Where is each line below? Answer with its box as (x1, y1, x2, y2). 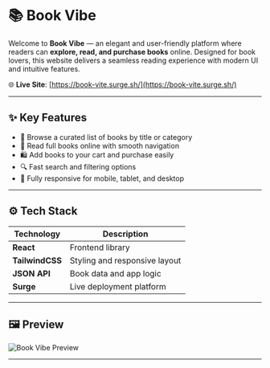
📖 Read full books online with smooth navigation (19, 141, 179, 150)
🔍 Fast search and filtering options (19, 162, 137, 171)
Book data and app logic (69, 268, 162, 279)
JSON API (12, 268, 51, 279)
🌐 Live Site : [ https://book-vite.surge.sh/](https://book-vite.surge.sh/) (8, 80, 237, 89)
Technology (14, 228, 61, 239)
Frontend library (69, 242, 130, 253)
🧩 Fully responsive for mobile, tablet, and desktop (19, 174, 185, 183)
